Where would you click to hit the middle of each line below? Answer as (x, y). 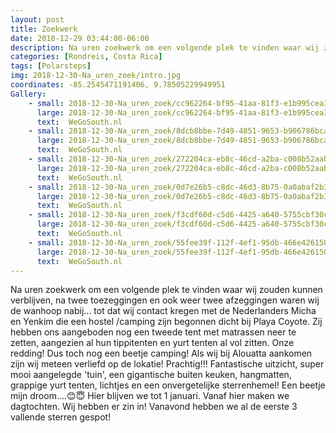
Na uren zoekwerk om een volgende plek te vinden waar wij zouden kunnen (166, 290)
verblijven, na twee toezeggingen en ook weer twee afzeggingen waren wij (165, 300)
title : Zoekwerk (44, 29)
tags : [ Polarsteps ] (51, 66)
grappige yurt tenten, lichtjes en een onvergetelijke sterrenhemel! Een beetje (168, 385)
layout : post (37, 19)
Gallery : (28, 94)
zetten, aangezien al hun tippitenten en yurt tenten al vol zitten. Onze (152, 343)
